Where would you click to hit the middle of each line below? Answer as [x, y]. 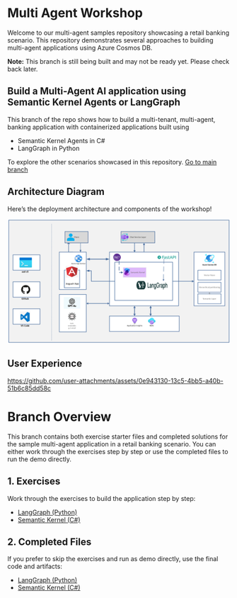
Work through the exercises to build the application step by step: [102, 498]
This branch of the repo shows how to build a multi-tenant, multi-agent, [111, 119]
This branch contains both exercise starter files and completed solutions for [118, 436]
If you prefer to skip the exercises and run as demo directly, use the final [113, 559]
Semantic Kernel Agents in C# [61, 140]
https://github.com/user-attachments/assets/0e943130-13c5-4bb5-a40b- [116, 380]
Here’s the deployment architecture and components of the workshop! [110, 209]
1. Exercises [34, 481]
